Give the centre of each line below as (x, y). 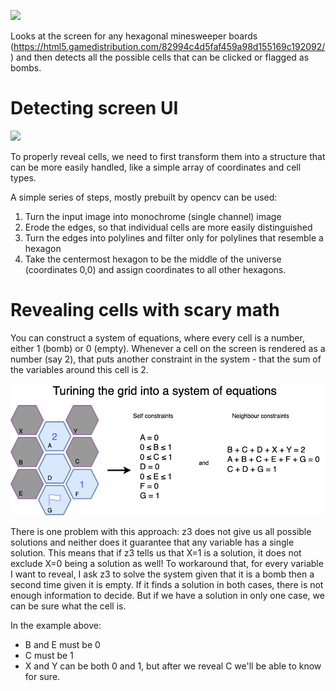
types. (23, 177)
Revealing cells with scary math (145, 310)
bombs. (26, 68)
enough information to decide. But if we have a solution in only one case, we (167, 595)
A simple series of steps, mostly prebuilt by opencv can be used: (144, 197)
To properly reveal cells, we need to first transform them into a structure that (168, 156)
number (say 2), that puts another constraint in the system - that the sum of (166, 359)
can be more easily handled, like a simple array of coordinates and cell (156, 167)
